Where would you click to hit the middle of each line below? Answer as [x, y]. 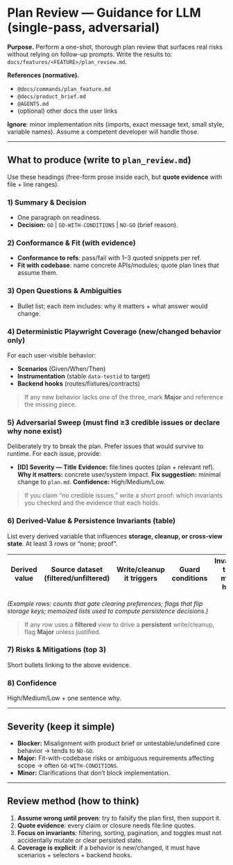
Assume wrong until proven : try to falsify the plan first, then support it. [119, 818]
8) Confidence [32, 683]
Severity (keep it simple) [61, 726]
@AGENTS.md [33, 104]
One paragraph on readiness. [59, 218]
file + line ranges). [33, 184]
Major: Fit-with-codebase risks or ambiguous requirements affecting [115, 758]
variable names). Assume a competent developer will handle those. [103, 132]
